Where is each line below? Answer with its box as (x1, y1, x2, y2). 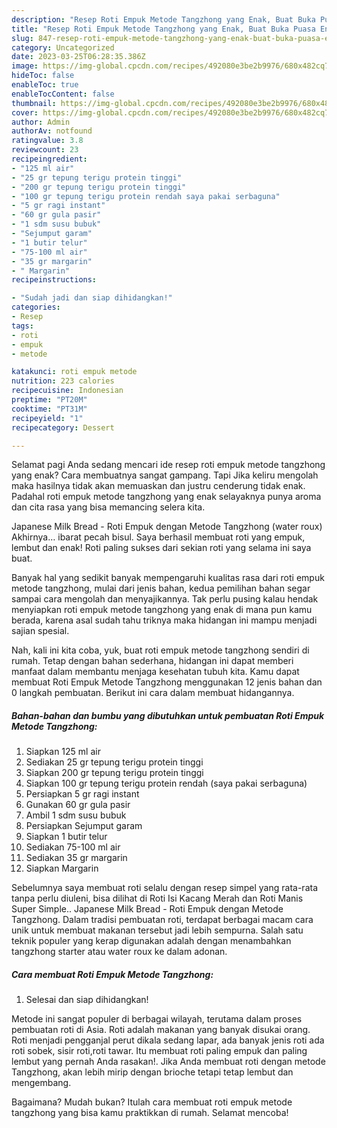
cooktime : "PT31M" (11, 404, 88, 414)
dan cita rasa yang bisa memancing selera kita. (11, 501, 206, 513)
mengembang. (11, 1077, 72, 1089)
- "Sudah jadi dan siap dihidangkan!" (11, 293, 173, 303)
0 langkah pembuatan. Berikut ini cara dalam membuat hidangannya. (11, 687, 295, 699)
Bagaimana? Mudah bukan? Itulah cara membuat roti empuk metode (11, 1096, 293, 1108)
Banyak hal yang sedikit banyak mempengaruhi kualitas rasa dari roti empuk (11, 572, 325, 584)
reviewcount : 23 (11, 145, 79, 155)
